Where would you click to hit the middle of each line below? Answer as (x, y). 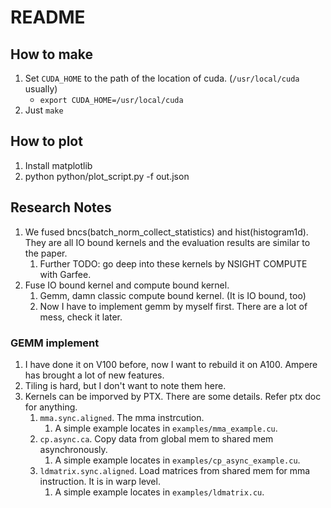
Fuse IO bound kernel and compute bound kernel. (127, 285)
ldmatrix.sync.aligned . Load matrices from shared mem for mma (175, 470)
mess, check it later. (81, 317)
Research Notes (61, 207)
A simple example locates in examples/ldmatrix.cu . (159, 492)
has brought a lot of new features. (94, 375)
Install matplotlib (58, 165)
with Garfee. (65, 274)
